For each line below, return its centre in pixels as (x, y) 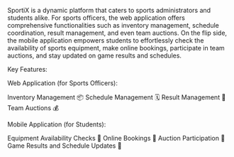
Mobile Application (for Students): (57, 124)
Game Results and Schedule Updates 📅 (65, 146)
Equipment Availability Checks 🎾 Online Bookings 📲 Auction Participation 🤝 (116, 138)
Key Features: (27, 69)
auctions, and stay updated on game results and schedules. (95, 55)
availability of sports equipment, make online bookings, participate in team (116, 48)
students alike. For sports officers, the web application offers (96, 18)
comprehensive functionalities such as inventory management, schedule (113, 25)
